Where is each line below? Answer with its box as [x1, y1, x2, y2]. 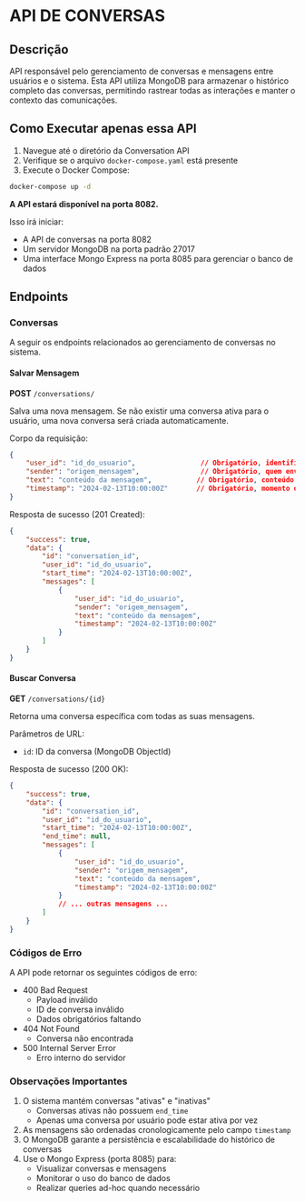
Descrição [9, 42, 69, 57]
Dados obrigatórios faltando [35, 1014, 142, 1025]
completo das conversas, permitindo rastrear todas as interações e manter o [9, 85, 296, 95]
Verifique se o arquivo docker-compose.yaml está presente [22, 155, 239, 165]
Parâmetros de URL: [9, 728, 84, 739]
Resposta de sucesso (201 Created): [9, 508, 145, 519]
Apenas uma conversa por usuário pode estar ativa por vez [35, 1115, 259, 1126]
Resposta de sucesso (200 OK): [9, 764, 129, 775]
